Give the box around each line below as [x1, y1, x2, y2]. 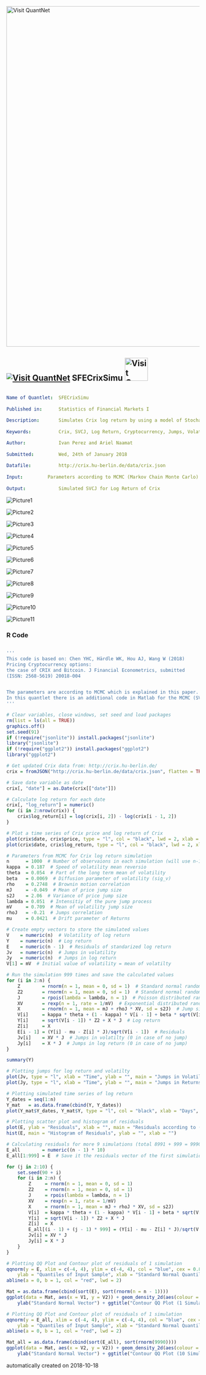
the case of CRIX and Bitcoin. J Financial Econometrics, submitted [6, 667, 185, 673]
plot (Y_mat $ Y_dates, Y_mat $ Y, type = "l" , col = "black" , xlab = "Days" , [6, 1107, 199, 1114]
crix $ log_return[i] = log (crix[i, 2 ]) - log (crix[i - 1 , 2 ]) [17, 814, 177, 820]
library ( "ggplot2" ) [6, 752, 56, 758]
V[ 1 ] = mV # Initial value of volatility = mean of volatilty [6, 961, 172, 967]
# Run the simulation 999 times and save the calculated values [6, 972, 174, 978]
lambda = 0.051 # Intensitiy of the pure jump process [6, 898, 152, 904]
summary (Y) [6, 1057, 34, 1063]
